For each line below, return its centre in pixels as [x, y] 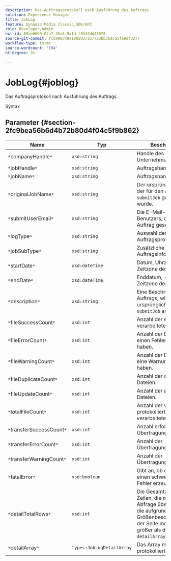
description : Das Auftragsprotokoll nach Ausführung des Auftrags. [78, 10]
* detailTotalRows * [30, 514]
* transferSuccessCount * [37, 430]
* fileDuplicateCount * [33, 379]
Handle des [150, 154]
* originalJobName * [31, 194]
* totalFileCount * [27, 412]
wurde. [145, 204]
